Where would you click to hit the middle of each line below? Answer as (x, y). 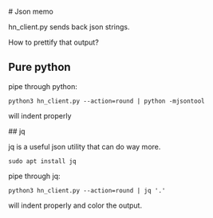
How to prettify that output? (54, 42)
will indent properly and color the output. (75, 205)
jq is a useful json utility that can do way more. (85, 146)
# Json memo (31, 12)
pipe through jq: (35, 176)
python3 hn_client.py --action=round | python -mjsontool (106, 101)
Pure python (39, 67)
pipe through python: (43, 86)
